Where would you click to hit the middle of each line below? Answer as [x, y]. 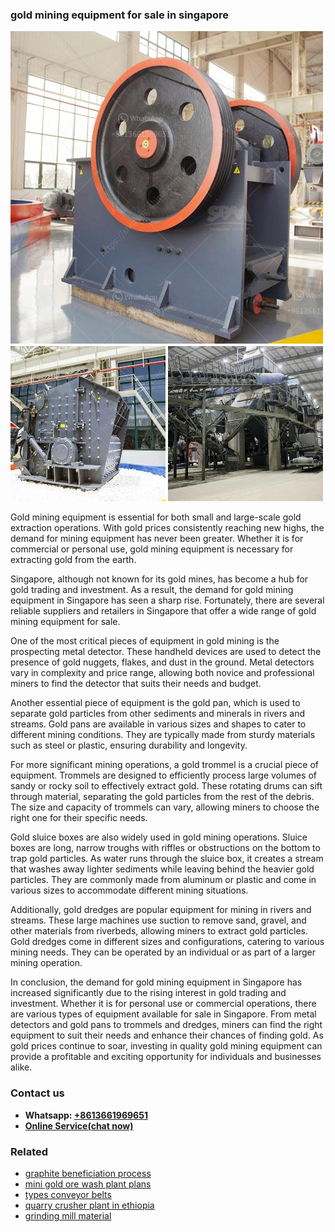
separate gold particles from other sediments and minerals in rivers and [158, 714]
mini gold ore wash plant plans [88, 1184]
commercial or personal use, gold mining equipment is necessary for [152, 549]
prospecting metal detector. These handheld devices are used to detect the [166, 652]
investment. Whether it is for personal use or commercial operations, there [163, 1004]
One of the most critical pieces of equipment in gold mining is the [145, 641]
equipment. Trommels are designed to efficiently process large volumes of [164, 775]
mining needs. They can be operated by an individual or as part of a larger [163, 952]
